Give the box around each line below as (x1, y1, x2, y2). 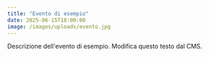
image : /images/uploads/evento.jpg (7, 23, 111, 30)
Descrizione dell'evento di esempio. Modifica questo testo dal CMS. (7, 42, 203, 51)
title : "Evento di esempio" (7, 10, 89, 17)
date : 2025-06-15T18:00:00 (7, 17, 86, 24)
